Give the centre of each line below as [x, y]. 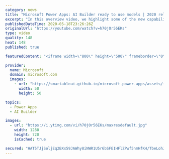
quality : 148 [19, 38]
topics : [13, 102]
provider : [16, 65]
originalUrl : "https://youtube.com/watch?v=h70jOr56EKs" [66, 29]
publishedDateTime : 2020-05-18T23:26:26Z [49, 24]
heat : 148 [16, 43]
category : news [21, 10]
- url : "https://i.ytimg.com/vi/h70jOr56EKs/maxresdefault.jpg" [78, 125]
